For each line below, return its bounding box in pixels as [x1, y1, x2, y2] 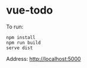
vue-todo [6, 4, 53, 17]
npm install [6, 34, 36, 40]
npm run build [6, 40, 41, 46]
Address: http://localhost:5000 [6, 55, 81, 62]
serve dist [6, 45, 33, 51]
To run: [6, 23, 24, 30]
